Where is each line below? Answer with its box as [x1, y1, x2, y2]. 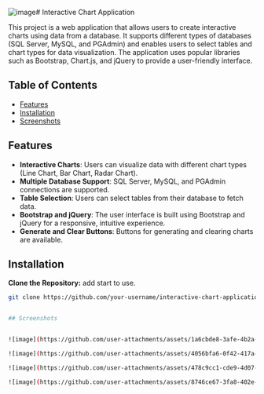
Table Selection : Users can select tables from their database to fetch [19, 193, 244, 202]
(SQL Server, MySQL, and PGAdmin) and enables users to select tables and [8, 39, 253, 49]
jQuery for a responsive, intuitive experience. [19, 218, 166, 228]
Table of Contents [8, 78, 98, 92]
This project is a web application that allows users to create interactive [8, 23, 236, 31]
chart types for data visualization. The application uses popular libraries [8, 48, 240, 57]
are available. [19, 235, 63, 244]
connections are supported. [19, 184, 110, 194]
